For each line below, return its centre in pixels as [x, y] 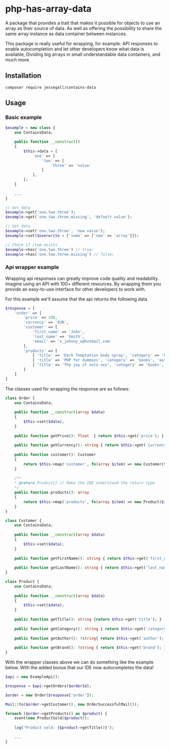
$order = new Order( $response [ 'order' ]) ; [50, 695]
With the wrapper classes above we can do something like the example [79, 662]
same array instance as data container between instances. [66, 34]
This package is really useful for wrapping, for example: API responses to [82, 43]
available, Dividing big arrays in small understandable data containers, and [83, 54]
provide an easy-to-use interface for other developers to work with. [76, 289]
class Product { [22, 582]
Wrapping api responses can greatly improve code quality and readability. [82, 278]
